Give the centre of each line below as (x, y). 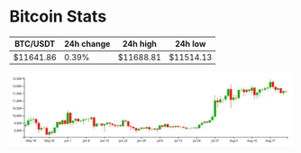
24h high (140, 44)
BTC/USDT (35, 44)
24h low (190, 44)
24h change (87, 44)
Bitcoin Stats (58, 17)
